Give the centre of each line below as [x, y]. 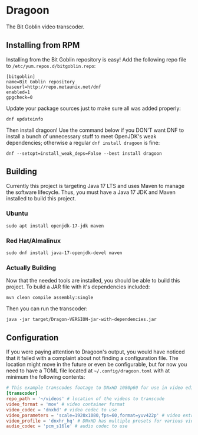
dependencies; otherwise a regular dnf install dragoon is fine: [83, 142]
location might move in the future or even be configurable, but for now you [97, 365]
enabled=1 [18, 92]
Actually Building [31, 268]
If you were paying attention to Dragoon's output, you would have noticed [95, 352]
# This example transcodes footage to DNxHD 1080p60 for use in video [95, 388]
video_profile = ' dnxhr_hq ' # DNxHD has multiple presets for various [95, 421]
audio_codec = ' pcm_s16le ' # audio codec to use [67, 426]
